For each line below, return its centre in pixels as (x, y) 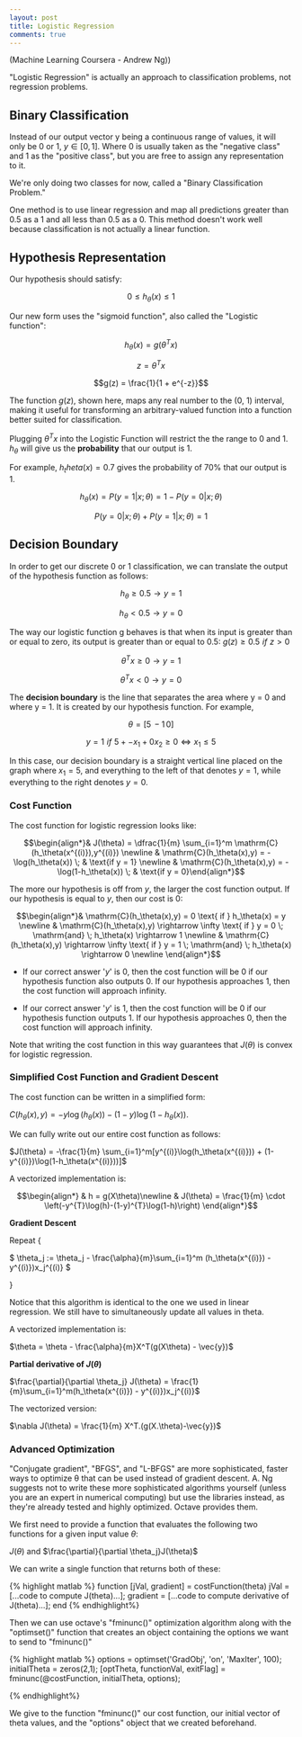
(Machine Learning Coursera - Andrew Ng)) (90, 60)
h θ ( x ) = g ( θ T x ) (151, 345)
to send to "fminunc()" (51, 1642)
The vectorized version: (53, 1408)
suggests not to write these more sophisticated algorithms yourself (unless (148, 1487)
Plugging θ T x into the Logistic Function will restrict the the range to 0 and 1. (149, 437)
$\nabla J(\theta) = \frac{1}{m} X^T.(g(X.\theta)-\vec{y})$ (115, 1426)
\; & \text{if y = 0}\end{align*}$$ (185, 871)
